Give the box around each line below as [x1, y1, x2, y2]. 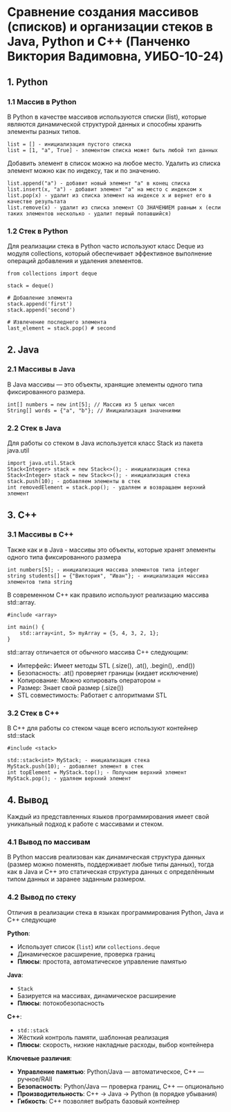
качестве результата [7, 198, 67, 205]
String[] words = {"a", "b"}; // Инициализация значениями [7, 407, 181, 414]
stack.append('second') [7, 307, 76, 314]
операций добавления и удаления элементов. [7, 257, 143, 265]
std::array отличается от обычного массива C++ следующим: [7, 648, 189, 656]
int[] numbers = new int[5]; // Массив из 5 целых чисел [7, 401, 175, 408]
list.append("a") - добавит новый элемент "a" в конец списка [7, 180, 190, 187]
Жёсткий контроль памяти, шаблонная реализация [17, 1033, 169, 1041]
